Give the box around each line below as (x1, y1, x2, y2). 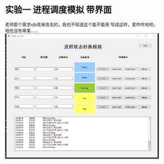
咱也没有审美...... (5, 27, 39, 33)
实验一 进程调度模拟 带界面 (5, 4, 112, 16)
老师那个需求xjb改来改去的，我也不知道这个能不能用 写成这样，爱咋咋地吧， (5, 21, 158, 27)
